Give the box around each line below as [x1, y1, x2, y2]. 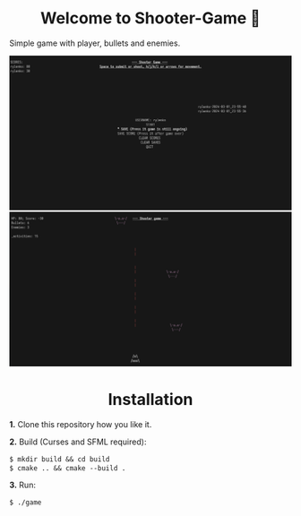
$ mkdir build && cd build [9, 455, 110, 464]
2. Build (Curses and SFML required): [9, 436, 147, 447]
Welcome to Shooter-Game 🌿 [39, 8, 262, 29]
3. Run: [9, 479, 36, 491]
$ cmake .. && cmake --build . [9, 464, 126, 473]
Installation [107, 390, 193, 410]
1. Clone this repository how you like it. [9, 419, 152, 430]
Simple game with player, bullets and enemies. [9, 38, 181, 48]
